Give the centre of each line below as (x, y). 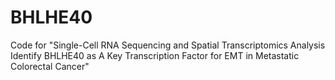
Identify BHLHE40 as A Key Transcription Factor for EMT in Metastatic (155, 55)
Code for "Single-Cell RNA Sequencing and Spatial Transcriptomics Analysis (168, 45)
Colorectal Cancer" (50, 66)
